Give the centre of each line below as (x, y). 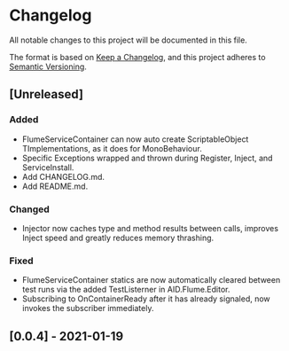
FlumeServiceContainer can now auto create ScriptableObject (135, 139)
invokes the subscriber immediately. (88, 308)
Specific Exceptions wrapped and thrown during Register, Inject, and (147, 158)
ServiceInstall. (48, 167)
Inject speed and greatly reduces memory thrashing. (118, 238)
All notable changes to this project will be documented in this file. (129, 40)
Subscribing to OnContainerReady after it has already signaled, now (146, 299)
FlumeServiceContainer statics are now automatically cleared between (151, 280)
